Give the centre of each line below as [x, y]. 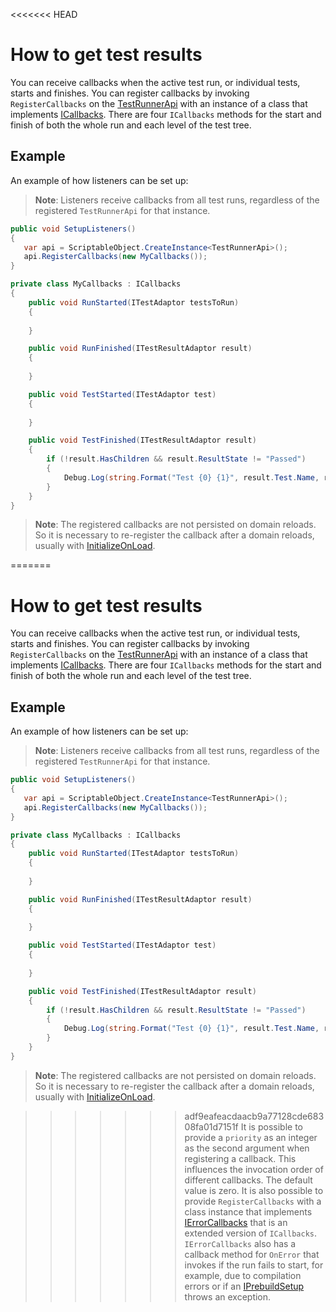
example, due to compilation [243, 1275]
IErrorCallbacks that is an [236, 1222]
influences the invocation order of [254, 1169]
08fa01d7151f [211, 1126]
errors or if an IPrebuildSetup [244, 1286]
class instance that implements [248, 1211]
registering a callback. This [240, 1158]
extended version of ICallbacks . [251, 1233]
